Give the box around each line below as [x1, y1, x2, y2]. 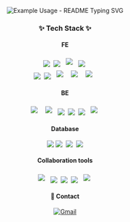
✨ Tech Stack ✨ [38, 23, 92, 33]
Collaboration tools [37, 156, 93, 165]
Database [51, 124, 79, 133]
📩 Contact [50, 192, 80, 201]
